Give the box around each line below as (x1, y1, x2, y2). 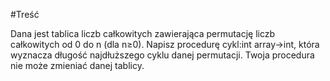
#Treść (10, 9, 40, 20)
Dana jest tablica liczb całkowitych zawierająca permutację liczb (10, 28, 276, 39)
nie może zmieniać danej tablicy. (10, 60, 145, 71)
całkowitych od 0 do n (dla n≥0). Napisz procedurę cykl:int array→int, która (10, 39, 320, 50)
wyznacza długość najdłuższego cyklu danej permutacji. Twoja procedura (10, 49, 315, 61)
